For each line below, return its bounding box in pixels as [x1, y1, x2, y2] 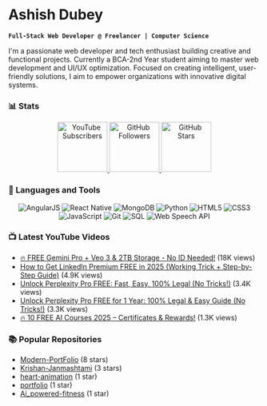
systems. [8, 80, 38, 90]
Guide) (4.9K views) [37, 270, 103, 280]
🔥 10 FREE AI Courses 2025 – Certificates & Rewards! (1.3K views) [19, 312, 237, 322]
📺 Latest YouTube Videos [8, 232, 110, 243]
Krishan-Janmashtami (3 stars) [19, 364, 122, 373]
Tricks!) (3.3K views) [19, 304, 89, 313]
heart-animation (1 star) [19, 372, 98, 381]
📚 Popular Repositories [8, 333, 102, 344]
